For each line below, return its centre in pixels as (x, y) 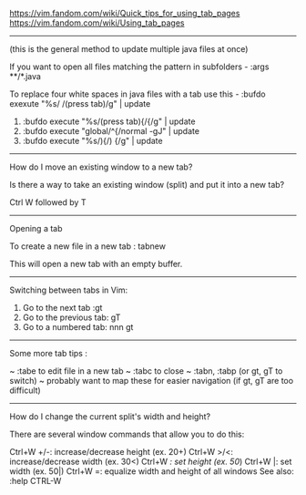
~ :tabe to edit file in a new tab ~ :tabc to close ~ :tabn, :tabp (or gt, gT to (146, 371)
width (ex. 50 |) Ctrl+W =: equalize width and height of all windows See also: (152, 471)
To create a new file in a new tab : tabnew (88, 246)
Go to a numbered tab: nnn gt (78, 327)
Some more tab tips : (49, 353)
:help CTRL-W (36, 481)
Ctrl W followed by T (48, 202)
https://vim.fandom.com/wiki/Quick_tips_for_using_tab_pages (125, 13)
